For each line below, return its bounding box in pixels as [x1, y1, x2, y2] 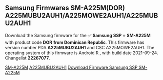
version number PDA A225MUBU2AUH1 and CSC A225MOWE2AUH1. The [5, 44, 155, 50]
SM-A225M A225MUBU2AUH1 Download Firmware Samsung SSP [5, 64, 138, 70]
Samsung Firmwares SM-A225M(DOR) [5, 4, 125, 12]
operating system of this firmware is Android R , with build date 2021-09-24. [5, 50, 159, 56]
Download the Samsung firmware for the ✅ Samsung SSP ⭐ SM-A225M [5, 32, 151, 38]
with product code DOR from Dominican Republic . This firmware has [5, 39, 144, 45]
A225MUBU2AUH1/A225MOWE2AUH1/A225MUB [5, 12, 158, 20]
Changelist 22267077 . [5, 55, 50, 60]
